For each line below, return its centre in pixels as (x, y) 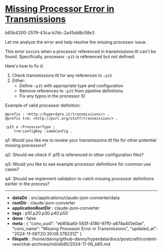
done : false (24, 218)
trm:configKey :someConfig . (43, 131)
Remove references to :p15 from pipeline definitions (71, 91)
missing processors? (26, 145)
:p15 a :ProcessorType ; (30, 127)
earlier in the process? (27, 184)
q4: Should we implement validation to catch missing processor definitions (80, 178)
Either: (18, 80)
